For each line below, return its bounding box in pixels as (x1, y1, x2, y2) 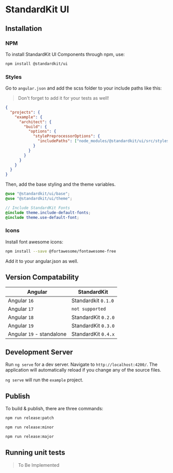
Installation (5, 24, 42, 33)
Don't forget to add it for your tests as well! (18, 95, 109, 101)
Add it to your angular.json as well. (5, 258, 79, 264)
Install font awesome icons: (5, 238, 63, 245)
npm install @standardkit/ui (5, 61, 68, 66)
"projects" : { (10, 110, 40, 115)
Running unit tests (5, 448, 65, 457)
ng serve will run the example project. (5, 377, 83, 383)
